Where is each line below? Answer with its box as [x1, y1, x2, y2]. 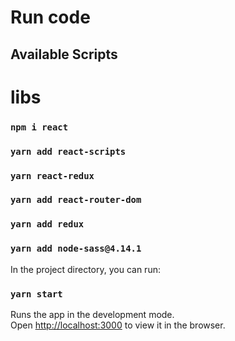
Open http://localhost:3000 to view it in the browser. [10, 319, 226, 331]
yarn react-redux [10, 170, 95, 181]
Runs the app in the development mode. [10, 308, 175, 320]
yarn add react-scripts [10, 146, 127, 157]
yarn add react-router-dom [10, 194, 142, 206]
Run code [10, 6, 91, 29]
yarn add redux [10, 219, 85, 230]
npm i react [10, 121, 69, 133]
